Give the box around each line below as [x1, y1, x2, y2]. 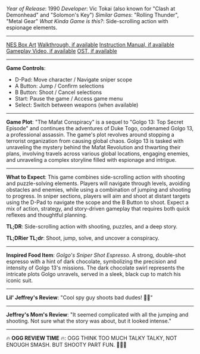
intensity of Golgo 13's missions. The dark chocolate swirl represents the [6, 264, 185, 271]
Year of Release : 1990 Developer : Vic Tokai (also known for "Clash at [6, 5, 176, 12]
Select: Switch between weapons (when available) [14, 101, 139, 108]
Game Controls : [6, 65, 46, 71]
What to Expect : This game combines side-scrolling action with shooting [6, 174, 186, 180]
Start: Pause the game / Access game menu [14, 95, 123, 102]
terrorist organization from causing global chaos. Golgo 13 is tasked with [6, 137, 184, 145]
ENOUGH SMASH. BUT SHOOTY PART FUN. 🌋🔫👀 [6, 342, 127, 348]
